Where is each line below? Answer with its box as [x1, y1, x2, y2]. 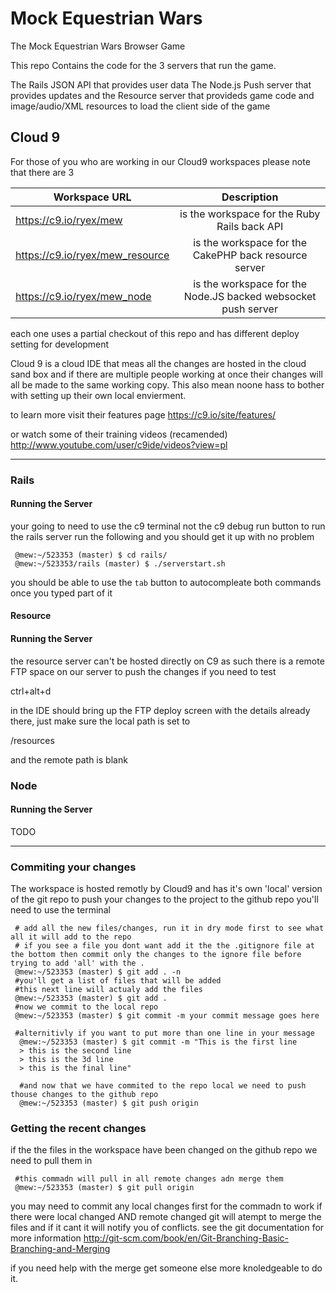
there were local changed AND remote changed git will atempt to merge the [10, 1211, 322, 1223]
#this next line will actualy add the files [14, 985, 203, 995]
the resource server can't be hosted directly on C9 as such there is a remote [10, 655, 325, 667]
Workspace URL [53, 190, 132, 204]
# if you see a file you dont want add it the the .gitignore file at [14, 941, 315, 951]
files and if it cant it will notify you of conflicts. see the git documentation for [10, 1222, 325, 1234]
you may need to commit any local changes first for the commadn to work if [10, 1200, 323, 1212]
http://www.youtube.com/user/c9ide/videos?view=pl [10, 438, 228, 451]
